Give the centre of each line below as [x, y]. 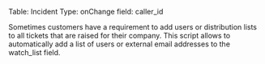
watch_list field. [34, 52]
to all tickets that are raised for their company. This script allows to [120, 36]
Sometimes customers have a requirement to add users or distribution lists [133, 27]
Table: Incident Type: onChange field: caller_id [86, 12]
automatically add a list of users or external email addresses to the [120, 44]
